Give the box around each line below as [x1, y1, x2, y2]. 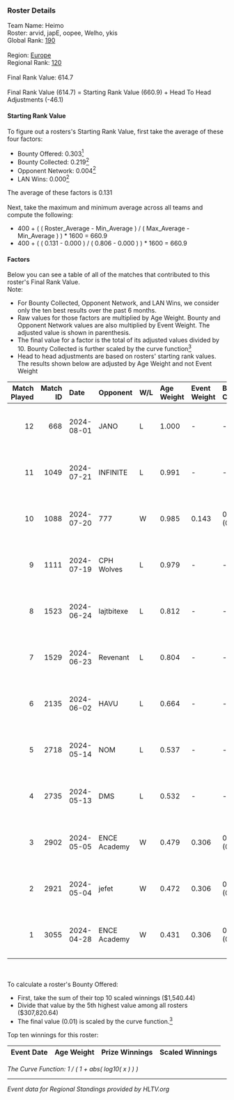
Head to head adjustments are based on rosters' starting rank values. [17, 352, 217, 360]
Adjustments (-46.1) [7, 96, 64, 104]
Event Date [10, 1047, 48, 1057]
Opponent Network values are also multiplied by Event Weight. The [17, 321, 210, 329]
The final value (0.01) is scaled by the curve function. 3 [17, 1016, 173, 1025]
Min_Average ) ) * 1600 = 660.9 [17, 232, 108, 240]
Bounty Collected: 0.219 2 [17, 156, 89, 166]
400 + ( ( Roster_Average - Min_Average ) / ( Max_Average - [17, 224, 190, 232]
